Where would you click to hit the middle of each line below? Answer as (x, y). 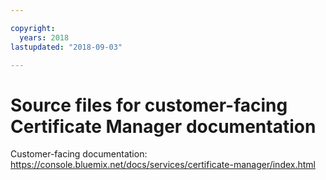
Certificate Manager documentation (163, 126)
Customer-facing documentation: (79, 154)
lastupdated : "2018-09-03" (66, 47)
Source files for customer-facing (149, 105)
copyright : (33, 28)
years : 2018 (44, 37)
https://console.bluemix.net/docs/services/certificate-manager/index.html (163, 165)
